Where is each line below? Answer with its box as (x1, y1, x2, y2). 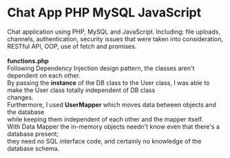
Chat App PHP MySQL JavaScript (7, 5, 202, 21)
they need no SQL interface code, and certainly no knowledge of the (7, 137, 202, 145)
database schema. (7, 144, 60, 153)
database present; (7, 129, 59, 138)
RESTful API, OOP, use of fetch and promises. (7, 42, 137, 50)
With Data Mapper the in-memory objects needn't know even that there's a (7, 122, 220, 131)
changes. (7, 93, 34, 101)
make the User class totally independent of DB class (7, 86, 156, 94)
